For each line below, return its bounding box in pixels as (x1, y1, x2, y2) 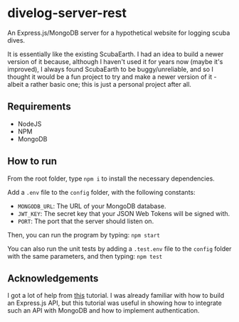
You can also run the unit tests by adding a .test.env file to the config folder (7, 244, 232, 253)
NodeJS (17, 119, 42, 128)
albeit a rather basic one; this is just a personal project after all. (7, 80, 192, 88)
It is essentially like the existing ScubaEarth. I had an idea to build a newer (7, 50, 224, 58)
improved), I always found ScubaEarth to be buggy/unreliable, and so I (7, 65, 213, 73)
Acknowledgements (7, 272, 99, 284)
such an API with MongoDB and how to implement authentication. (7, 306, 200, 315)
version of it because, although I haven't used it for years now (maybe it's (7, 57, 223, 65)
